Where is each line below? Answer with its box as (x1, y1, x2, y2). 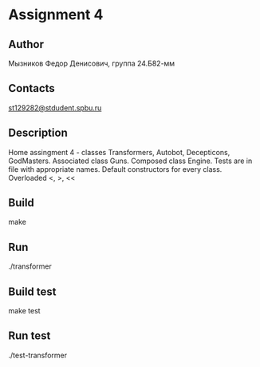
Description (8, 126, 68, 140)
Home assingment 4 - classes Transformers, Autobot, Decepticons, (8, 147, 230, 157)
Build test (8, 285, 57, 298)
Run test (8, 329, 51, 343)
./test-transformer (8, 350, 68, 360)
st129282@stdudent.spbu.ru (8, 102, 102, 113)
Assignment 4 (8, 6, 104, 24)
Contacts (8, 82, 56, 95)
